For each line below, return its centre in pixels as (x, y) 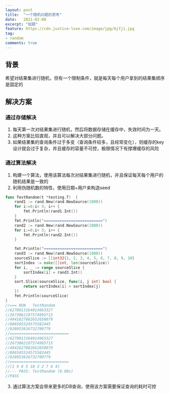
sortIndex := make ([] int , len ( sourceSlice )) (62, 263)
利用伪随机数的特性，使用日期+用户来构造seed (61, 188)
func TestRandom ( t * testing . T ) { (42, 197)
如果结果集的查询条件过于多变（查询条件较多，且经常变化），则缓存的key (88, 142)
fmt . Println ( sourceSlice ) (42, 296)
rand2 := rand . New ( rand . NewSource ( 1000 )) (58, 225)
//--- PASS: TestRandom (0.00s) (39, 371)
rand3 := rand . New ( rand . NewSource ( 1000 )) (58, 254)
